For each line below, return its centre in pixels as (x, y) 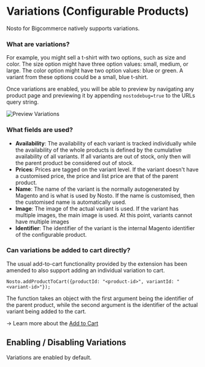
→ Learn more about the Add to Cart (52, 323)
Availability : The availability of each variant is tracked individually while (106, 143)
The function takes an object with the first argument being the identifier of (100, 298)
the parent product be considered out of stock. (74, 163)
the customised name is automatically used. (71, 202)
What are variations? (38, 44)
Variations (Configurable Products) (98, 11)
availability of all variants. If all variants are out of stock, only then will (103, 156)
